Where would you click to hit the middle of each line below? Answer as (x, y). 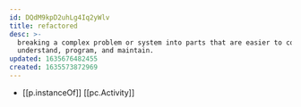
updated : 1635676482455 (54, 59)
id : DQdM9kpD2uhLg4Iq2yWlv (60, 17)
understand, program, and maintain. (86, 51)
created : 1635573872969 (54, 68)
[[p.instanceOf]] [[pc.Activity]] (78, 92)
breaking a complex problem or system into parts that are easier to (150, 42)
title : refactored (43, 26)
